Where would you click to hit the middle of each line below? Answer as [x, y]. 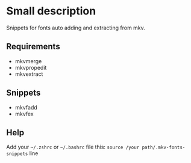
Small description [51, 11]
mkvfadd [26, 107]
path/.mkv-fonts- [164, 148]
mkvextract [29, 74]
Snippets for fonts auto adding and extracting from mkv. [76, 28]
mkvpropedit [31, 67]
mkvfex [24, 114]
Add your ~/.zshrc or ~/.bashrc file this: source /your [73, 147]
